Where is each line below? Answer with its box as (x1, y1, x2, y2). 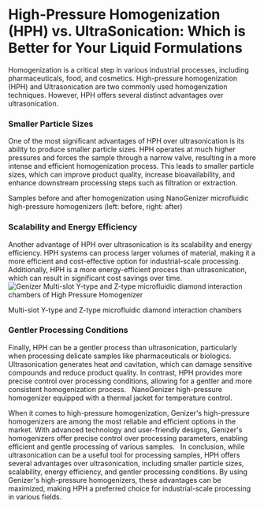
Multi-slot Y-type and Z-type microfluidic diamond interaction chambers (8, 305, 242, 315)
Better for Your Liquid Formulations (8, 39, 243, 57)
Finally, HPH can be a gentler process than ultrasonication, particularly (8, 342, 238, 352)
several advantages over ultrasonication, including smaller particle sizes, (8, 458, 244, 468)
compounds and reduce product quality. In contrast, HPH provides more (8, 368, 243, 377)
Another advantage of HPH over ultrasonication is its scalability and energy (8, 239, 252, 249)
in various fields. (8, 491, 62, 502)
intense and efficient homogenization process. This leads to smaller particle (8, 162, 255, 171)
